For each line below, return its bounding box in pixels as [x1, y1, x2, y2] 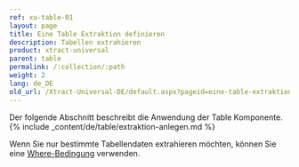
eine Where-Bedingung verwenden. [9, 147, 141, 158]
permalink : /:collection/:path [9, 63, 125, 72]
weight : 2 [9, 71, 46, 80]
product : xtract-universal [9, 46, 109, 55]
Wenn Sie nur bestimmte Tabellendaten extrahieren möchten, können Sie [9, 139, 277, 149]
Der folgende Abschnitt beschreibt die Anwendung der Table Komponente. [9, 112, 283, 123]
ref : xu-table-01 [9, 12, 74, 22]
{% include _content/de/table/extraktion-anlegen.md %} [9, 121, 216, 131]
